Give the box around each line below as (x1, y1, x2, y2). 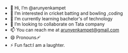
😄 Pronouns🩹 (10, 35, 41, 40)
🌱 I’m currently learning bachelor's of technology (10, 16, 113, 21)
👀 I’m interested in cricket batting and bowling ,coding (10, 10, 123, 16)
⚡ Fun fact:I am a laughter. (10, 42, 65, 48)
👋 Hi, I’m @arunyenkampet (10, 5, 66, 11)
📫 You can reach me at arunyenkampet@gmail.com (10, 27, 119, 33)
